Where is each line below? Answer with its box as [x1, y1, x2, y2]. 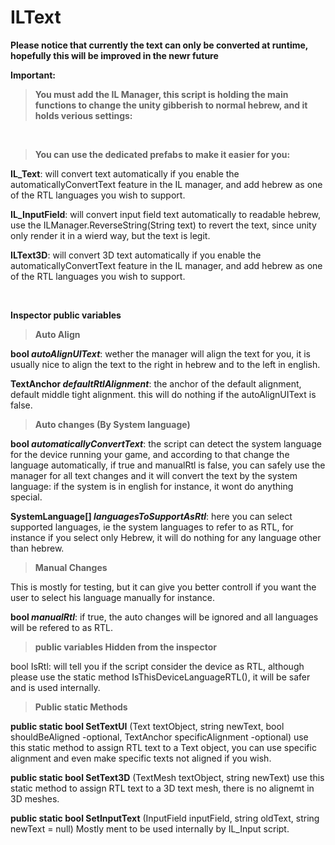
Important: [10, 69, 56, 81]
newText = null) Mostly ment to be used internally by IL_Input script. [10, 822, 290, 835]
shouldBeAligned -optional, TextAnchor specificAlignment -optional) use [10, 731, 309, 743]
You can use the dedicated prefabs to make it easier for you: [34, 148, 291, 160]
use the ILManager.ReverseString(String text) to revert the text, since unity [10, 219, 317, 231]
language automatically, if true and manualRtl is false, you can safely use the [10, 459, 326, 471]
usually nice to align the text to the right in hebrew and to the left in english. [10, 358, 321, 370]
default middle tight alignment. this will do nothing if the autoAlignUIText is [10, 388, 317, 400]
